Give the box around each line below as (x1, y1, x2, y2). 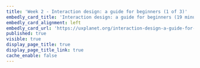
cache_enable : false (6, 53, 58, 59)
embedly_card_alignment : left (6, 20, 82, 25)
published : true (6, 31, 46, 37)
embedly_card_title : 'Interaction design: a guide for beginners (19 (6, 14, 183, 20)
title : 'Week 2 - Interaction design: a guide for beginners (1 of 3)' (6, 8, 187, 15)
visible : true (6, 36, 42, 42)
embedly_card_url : (6, 25, 52, 31)
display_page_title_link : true (6, 47, 84, 53)
